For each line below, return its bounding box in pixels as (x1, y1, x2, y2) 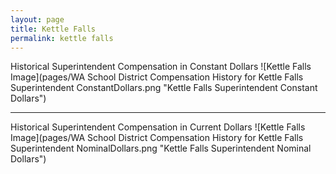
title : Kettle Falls (10, 24, 97, 34)
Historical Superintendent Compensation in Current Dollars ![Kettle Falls (10, 121, 306, 133)
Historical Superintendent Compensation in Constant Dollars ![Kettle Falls (10, 61, 312, 73)
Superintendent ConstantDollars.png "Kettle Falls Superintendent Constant (10, 82, 318, 94)
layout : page (10, 14, 65, 25)
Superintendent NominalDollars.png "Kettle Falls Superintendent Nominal (10, 142, 312, 155)
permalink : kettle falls (10, 33, 114, 43)
